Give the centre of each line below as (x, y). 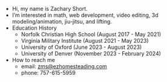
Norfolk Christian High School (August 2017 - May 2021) (91, 34)
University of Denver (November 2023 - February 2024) (91, 53)
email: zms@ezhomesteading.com (64, 66)
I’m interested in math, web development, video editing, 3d (85, 15)
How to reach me (34, 60)
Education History (34, 28)
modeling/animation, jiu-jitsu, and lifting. (62, 21)
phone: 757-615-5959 (48, 73)
